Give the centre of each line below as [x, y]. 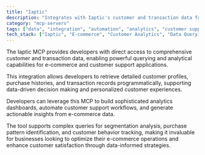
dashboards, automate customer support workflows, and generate [90, 108]
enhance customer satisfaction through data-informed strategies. [88, 145]
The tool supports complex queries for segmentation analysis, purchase [97, 126]
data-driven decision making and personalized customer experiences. [94, 89]
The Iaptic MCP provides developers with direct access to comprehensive [99, 52]
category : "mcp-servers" [38, 23]
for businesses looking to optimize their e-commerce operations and [92, 139]
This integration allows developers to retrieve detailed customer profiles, [97, 77]
